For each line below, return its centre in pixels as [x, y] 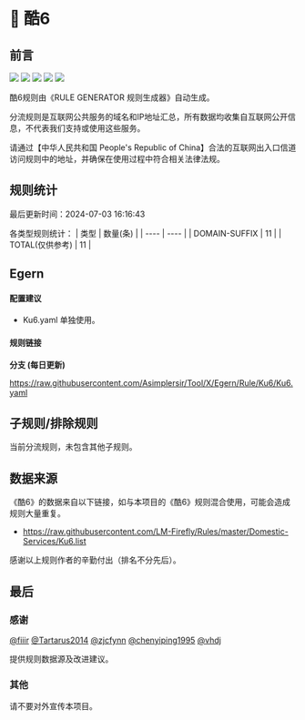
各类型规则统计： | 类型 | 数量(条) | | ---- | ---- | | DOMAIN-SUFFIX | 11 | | [146, 233]
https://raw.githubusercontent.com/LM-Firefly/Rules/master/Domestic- [155, 532]
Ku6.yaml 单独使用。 [61, 320]
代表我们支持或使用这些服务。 [89, 128]
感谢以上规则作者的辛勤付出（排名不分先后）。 [95, 560]
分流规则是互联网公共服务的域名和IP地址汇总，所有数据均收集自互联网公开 [149, 117]
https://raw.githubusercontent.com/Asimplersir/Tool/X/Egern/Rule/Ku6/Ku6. [151, 382]
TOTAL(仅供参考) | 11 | [51, 244]
